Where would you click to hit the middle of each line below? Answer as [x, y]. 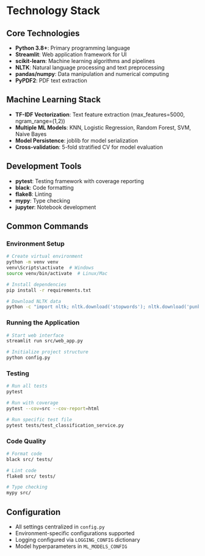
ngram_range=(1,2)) [40, 121]
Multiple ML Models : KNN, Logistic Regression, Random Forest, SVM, [103, 127]
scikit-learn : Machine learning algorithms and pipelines [85, 61]
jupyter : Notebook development [56, 207]
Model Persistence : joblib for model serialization [77, 140]
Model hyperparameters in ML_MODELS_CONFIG [71, 546]
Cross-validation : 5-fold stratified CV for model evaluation [89, 147]
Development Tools [44, 166]
